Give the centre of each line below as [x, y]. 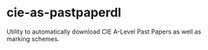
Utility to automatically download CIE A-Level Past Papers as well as [104, 32]
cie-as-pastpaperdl [64, 13]
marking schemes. [33, 38]
